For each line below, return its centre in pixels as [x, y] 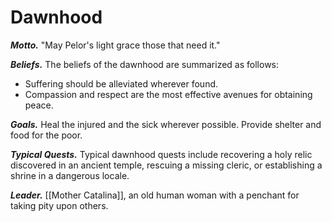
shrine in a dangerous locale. [70, 175]
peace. [39, 105]
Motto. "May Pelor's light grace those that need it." [115, 45]
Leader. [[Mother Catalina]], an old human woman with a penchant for [155, 195]
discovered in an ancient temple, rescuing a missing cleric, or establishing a [166, 165]
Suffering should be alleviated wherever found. [121, 83]
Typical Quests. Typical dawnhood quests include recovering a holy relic [161, 154]
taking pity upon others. [59, 205]
